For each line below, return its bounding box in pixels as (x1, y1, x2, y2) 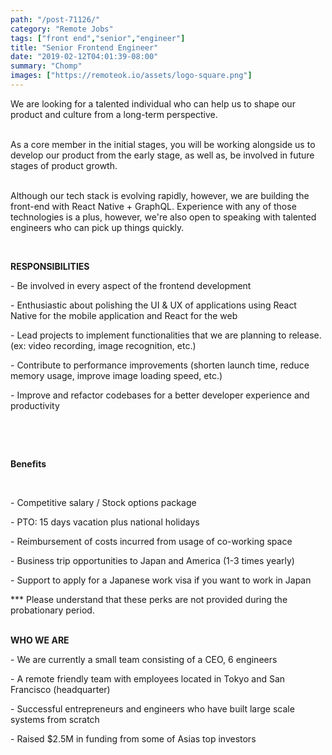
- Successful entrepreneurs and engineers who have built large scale (10, 702, 295, 715)
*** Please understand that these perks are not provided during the (10, 593, 288, 605)
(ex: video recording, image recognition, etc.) (10, 339, 197, 351)
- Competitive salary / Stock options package (10, 496, 197, 508)
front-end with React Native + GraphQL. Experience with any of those (10, 200, 297, 212)
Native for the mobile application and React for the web (10, 309, 238, 321)
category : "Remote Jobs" (10, 24, 114, 34)
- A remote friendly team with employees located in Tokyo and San (10, 672, 286, 685)
